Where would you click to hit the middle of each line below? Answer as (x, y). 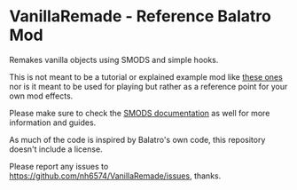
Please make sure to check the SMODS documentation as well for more (140, 113)
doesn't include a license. (56, 149)
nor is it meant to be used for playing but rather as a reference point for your (148, 86)
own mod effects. (41, 96)
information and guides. (53, 123)
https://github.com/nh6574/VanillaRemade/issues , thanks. (115, 176)
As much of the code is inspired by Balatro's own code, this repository (137, 139)
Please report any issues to (59, 166)
